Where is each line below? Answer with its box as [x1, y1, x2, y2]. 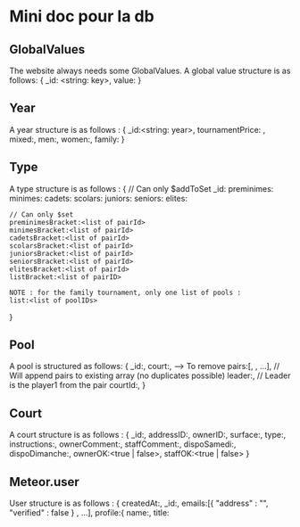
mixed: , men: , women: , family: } [9, 134, 125, 144]
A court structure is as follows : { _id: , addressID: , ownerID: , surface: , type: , [9, 430, 287, 441]
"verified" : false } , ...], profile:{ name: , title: [9, 507, 170, 518]
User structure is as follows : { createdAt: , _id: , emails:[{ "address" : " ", [9, 498, 269, 509]
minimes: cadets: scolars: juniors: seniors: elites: [9, 193, 187, 203]
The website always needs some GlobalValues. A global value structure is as [9, 65, 291, 76]
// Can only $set [9, 210, 74, 219]
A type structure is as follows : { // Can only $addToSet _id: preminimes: [9, 183, 274, 194]
